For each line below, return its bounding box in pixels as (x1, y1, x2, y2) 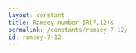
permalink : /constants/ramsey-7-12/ (8, 26, 128, 34)
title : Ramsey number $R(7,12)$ (8, 19, 114, 26)
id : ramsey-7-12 (8, 33, 61, 41)
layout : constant (8, 11, 65, 19)
